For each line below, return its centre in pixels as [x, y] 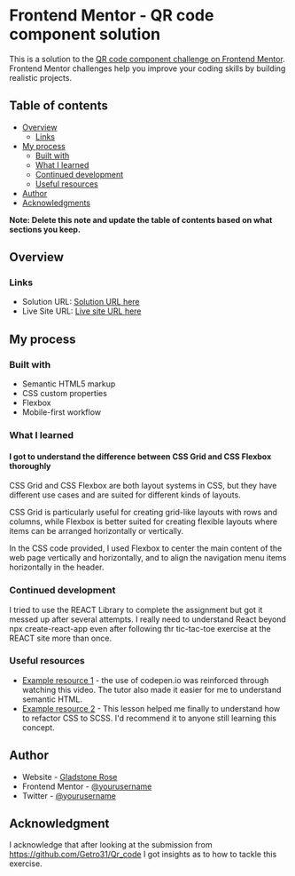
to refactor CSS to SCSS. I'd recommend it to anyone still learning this [149, 718]
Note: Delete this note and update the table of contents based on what [141, 219]
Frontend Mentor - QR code [112, 16]
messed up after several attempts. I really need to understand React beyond [147, 619]
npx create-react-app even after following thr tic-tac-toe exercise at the [140, 628]
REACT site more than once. [61, 638]
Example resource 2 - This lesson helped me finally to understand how [151, 708]
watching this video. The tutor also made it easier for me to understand [151, 689]
